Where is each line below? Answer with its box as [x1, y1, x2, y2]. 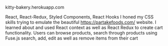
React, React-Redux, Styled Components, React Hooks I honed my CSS [5, 14, 154, 19]
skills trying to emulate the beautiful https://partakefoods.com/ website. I [5, 19, 156, 25]
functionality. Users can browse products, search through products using [5, 30, 157, 35]
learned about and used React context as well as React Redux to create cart [5, 24, 163, 30]
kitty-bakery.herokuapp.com [5, 4, 65, 10]
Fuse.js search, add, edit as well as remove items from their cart [5, 35, 138, 41]
